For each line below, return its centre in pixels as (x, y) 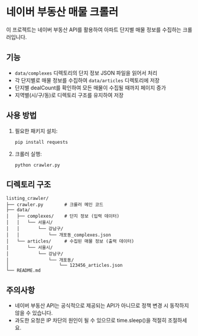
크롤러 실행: (28, 154)
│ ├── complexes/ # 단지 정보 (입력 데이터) (63, 217)
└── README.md (24, 271)
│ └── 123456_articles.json (64, 266)
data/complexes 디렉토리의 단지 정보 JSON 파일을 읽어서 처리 (86, 73)
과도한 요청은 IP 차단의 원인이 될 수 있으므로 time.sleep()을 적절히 (90, 321)
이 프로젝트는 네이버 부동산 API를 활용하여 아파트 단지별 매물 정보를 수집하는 (94, 30)
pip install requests (41, 142)
